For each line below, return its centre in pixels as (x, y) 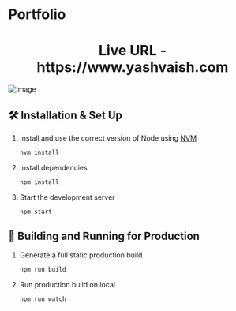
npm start (36, 212)
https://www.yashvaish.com (133, 67)
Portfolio (37, 15)
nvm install (39, 152)
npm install (39, 182)
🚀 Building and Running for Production (104, 236)
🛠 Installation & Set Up (65, 115)
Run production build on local (67, 285)
